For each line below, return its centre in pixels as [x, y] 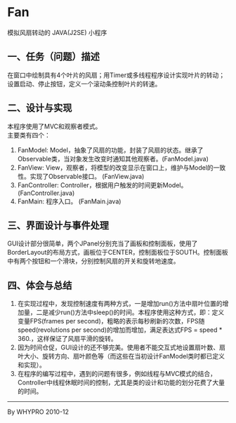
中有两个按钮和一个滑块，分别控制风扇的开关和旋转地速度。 [93, 261]
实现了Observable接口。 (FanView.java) [87, 176]
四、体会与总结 [40, 285]
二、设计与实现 [40, 108]
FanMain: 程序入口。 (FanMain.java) [69, 201]
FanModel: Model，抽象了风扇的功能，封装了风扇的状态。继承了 [110, 150]
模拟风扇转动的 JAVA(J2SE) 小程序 [57, 32]
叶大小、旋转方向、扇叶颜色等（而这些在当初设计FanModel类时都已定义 [121, 356]
